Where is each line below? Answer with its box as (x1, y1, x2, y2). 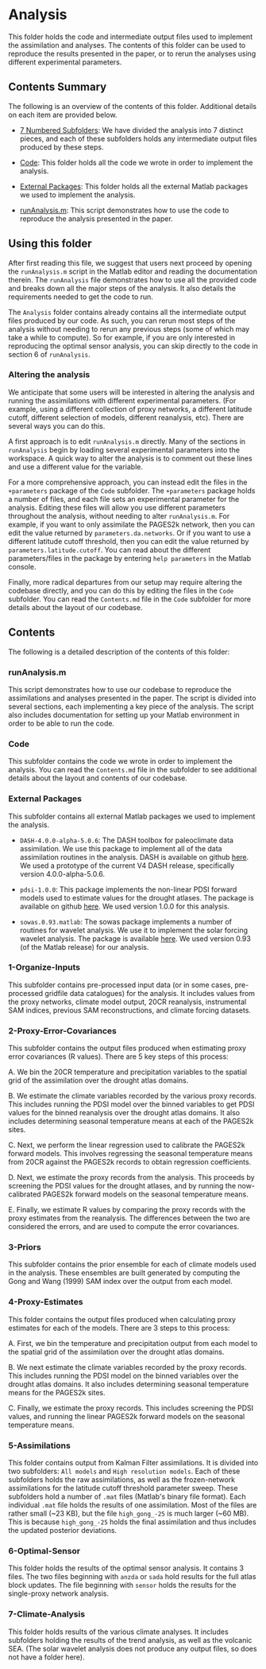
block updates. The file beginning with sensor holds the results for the (8, 1581, 237, 1590)
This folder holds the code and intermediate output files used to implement (8, 32, 253, 41)
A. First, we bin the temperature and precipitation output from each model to (8, 1338, 258, 1348)
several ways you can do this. (8, 421, 106, 430)
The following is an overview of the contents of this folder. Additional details (8, 101, 256, 111)
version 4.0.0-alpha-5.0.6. (19, 869, 106, 878)
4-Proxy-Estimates (8, 1297, 83, 1308)
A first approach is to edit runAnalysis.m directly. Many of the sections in (8, 436, 246, 446)
